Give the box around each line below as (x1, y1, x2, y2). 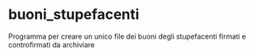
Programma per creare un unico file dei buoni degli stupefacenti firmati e (8, 32, 246, 41)
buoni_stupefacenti (8, 6, 140, 24)
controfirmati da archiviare (8, 39, 95, 49)
